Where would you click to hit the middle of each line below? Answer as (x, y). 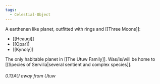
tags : (11, 10)
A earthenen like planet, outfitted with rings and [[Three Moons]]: (73, 29)
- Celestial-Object (30, 15)
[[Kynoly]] (23, 49)
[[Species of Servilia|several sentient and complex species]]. (68, 64)
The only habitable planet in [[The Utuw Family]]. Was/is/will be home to (80, 59)
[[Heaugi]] (23, 39)
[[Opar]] (21, 44)
